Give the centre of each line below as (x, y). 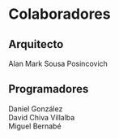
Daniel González (36, 109)
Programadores (49, 89)
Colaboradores (59, 14)
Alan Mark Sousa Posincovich (58, 63)
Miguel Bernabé (35, 126)
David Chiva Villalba (42, 117)
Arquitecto (36, 44)
